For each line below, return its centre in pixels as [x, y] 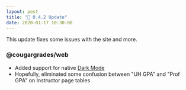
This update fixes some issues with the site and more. [72, 40]
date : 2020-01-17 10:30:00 [39, 22]
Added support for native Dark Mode [60, 67]
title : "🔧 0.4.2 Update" [37, 17]
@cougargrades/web [38, 55]
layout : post [22, 12]
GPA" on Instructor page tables [52, 80]
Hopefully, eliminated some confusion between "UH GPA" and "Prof [97, 74]
